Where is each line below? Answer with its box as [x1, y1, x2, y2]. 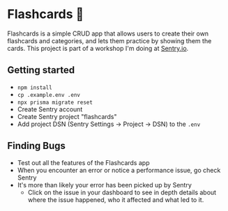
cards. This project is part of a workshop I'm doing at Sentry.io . [7, 44, 189, 52]
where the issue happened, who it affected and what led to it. [27, 195, 204, 204]
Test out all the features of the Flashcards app [17, 158, 150, 166]
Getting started [7, 64, 75, 76]
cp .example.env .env [17, 91, 80, 98]
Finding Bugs [7, 140, 66, 152]
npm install [17, 84, 52, 91]
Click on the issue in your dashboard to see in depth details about [27, 188, 217, 196]
